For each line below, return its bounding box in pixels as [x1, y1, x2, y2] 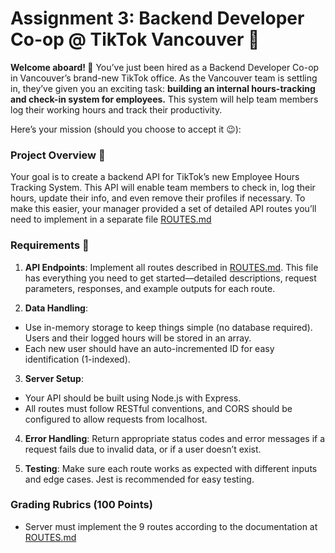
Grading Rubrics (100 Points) [10, 498, 153, 512]
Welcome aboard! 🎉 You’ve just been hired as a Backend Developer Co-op [10, 61, 320, 73]
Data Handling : [24, 302, 88, 314]
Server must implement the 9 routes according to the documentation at [24, 520, 318, 532]
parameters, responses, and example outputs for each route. [24, 282, 276, 294]
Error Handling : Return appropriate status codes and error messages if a [24, 432, 326, 444]
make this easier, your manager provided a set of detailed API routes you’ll [10, 203, 317, 215]
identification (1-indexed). [24, 353, 131, 365]
